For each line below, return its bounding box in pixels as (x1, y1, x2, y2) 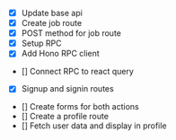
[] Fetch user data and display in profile (21, 120, 167, 131)
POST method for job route (21, 28, 122, 39)
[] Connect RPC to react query (21, 66, 134, 77)
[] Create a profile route (21, 111, 110, 122)
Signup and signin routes (21, 83, 114, 94)
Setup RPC (21, 38, 62, 48)
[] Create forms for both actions (21, 101, 140, 112)
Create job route (21, 18, 83, 29)
